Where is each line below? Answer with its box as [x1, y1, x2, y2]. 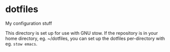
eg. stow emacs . [5, 40, 38, 46]
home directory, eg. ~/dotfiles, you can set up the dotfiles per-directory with [5, 35, 165, 41]
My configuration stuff [5, 20, 52, 26]
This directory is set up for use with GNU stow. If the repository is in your [5, 30, 158, 36]
